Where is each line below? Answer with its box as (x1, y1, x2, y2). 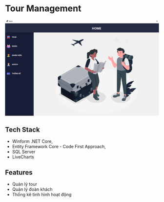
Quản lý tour (12, 181, 38, 187)
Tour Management (5, 3, 82, 14)
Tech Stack (5, 125, 40, 134)
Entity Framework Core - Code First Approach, (12, 144, 106, 150)
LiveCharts (12, 154, 34, 160)
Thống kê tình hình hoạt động (12, 192, 72, 198)
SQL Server (12, 149, 36, 155)
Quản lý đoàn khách (12, 186, 53, 192)
